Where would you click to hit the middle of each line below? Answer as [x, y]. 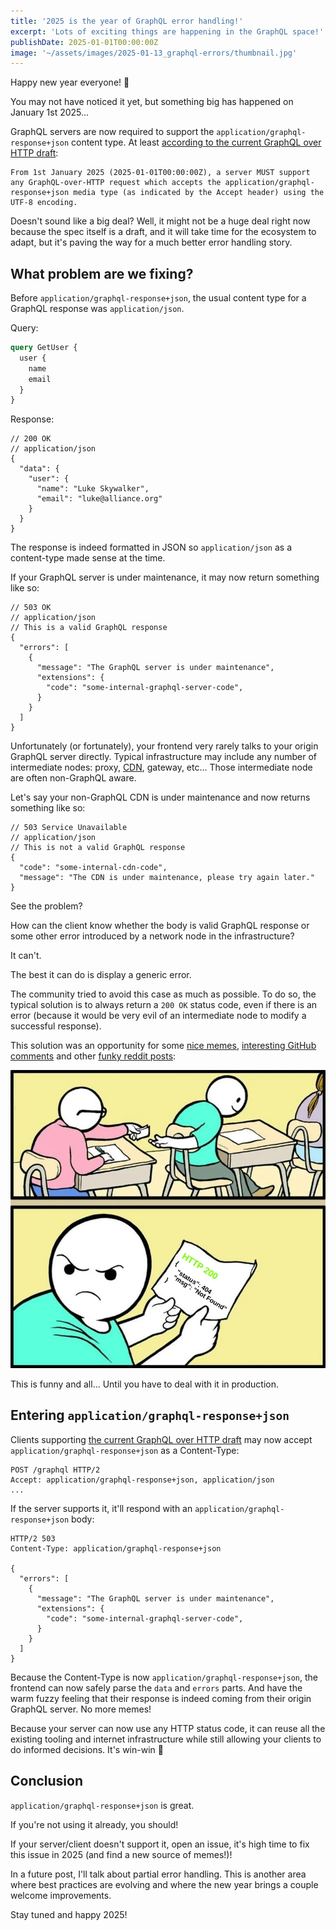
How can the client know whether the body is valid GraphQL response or [160, 926]
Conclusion [47, 1781]
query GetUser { [44, 348]
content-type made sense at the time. [88, 558]
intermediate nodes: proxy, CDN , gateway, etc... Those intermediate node [161, 767]
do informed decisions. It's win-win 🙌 [87, 1749]
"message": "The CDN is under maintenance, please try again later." [167, 878]
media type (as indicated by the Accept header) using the [199, 193]
